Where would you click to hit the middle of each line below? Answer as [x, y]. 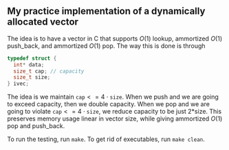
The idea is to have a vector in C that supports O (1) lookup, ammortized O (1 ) [115, 38]
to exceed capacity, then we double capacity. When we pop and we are [108, 104]
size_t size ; [32, 77]
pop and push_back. [36, 126]
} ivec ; [18, 84]
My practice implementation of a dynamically [106, 11]
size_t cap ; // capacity [49, 71]
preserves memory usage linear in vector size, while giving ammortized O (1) [115, 118]
